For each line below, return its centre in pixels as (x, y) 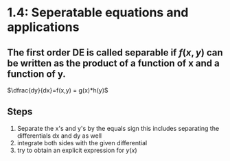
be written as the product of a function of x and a (113, 63)
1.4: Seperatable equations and (98, 13)
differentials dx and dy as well (59, 136)
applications (43, 27)
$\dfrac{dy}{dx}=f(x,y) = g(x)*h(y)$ (58, 90)
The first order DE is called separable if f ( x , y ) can (115, 52)
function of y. (37, 74)
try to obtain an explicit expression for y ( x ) (77, 150)
